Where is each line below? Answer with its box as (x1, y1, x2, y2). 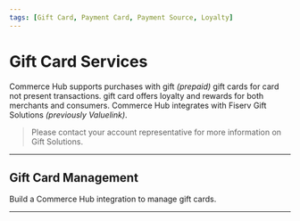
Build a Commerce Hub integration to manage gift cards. (9, 193, 217, 205)
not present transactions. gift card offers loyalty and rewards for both (9, 90, 264, 101)
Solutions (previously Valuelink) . (9, 109, 128, 120)
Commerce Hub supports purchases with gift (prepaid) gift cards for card (9, 81, 279, 92)
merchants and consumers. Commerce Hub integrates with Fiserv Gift (9, 100, 267, 110)
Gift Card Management (9, 170, 138, 185)
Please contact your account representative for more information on (30, 127, 282, 137)
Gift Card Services (9, 51, 148, 71)
